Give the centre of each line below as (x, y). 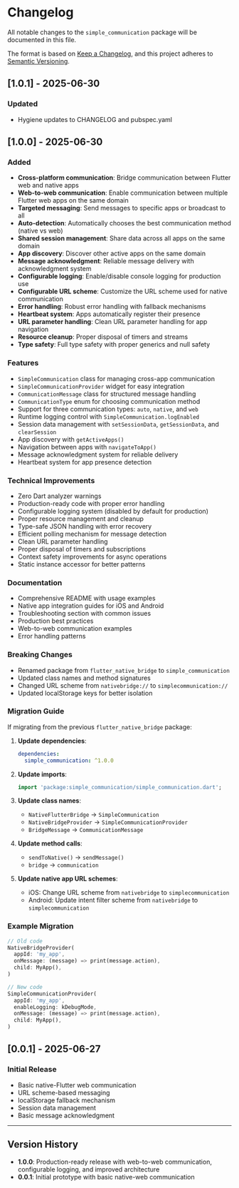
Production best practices (55, 621)
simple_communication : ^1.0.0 (69, 761)
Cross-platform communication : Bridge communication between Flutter (124, 178)
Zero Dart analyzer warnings (59, 496)
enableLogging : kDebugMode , (55, 1007)
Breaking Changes (40, 655)
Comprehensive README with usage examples (86, 598)
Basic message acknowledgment (66, 1115)
